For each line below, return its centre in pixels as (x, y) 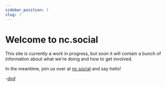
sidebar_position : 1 (27, 10)
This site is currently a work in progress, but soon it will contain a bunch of (83, 54)
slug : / (13, 15)
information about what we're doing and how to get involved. (69, 59)
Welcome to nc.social (52, 40)
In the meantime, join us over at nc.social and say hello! (63, 69)
